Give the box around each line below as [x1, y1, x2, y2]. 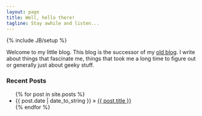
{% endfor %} [15, 103, 51, 111]
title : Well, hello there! [6, 15, 75, 21]
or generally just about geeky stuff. [6, 61, 95, 69]
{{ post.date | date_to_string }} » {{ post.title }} [15, 97, 132, 104]
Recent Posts [6, 77, 47, 85]
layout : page [6, 9, 40, 15]
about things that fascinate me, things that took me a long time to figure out [6, 55, 197, 63]
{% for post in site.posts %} [15, 90, 85, 98]
